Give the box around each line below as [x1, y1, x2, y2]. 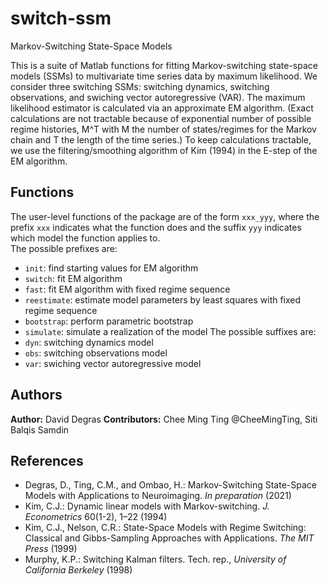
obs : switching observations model [24, 347, 168, 359]
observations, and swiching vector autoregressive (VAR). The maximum [10, 91, 306, 103]
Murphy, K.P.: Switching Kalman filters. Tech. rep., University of [24, 553, 287, 566]
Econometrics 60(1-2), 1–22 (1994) [24, 511, 168, 523]
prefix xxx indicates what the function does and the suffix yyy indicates [10, 221, 302, 233]
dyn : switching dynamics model [24, 336, 154, 348]
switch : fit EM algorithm [24, 272, 123, 284]
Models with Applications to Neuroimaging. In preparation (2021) [24, 490, 292, 502]
